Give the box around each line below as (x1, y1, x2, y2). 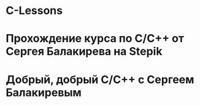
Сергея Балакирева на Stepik (6, 45, 163, 59)
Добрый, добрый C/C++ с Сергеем (6, 73, 194, 86)
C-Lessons (6, 4, 63, 18)
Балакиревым (6, 85, 82, 100)
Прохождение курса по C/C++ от (6, 32, 185, 46)
